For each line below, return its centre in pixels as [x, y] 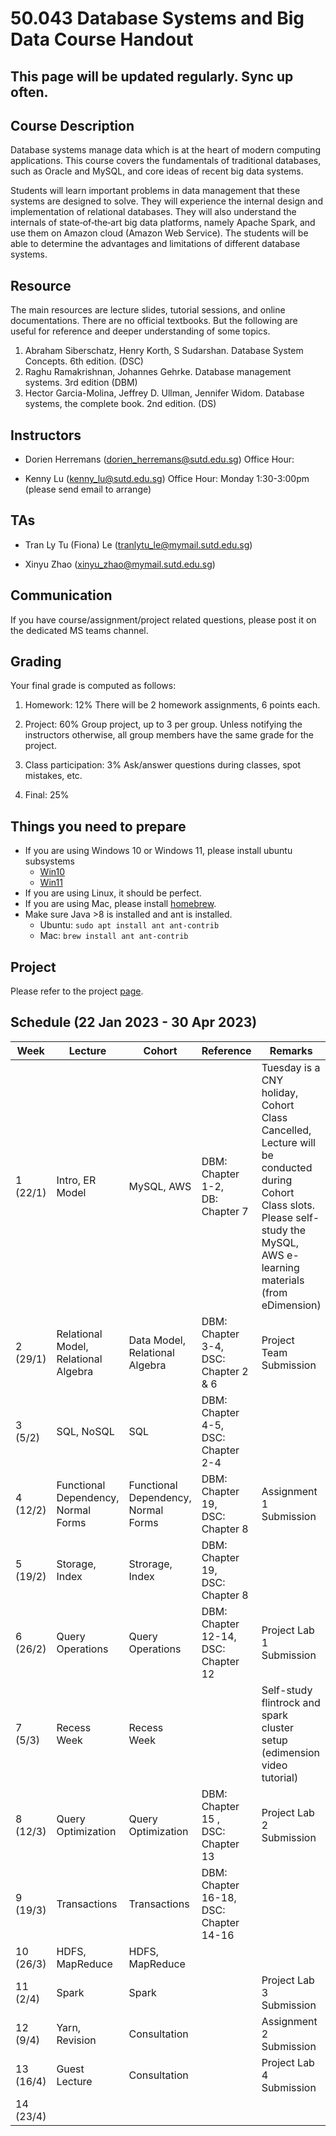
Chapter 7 [225, 1211]
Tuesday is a [291, 1067]
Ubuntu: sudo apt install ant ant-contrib [129, 925]
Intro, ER [76, 1180]
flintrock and [291, 1702]
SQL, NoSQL [85, 1431]
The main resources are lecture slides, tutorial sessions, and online [148, 310]
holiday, [280, 1092]
